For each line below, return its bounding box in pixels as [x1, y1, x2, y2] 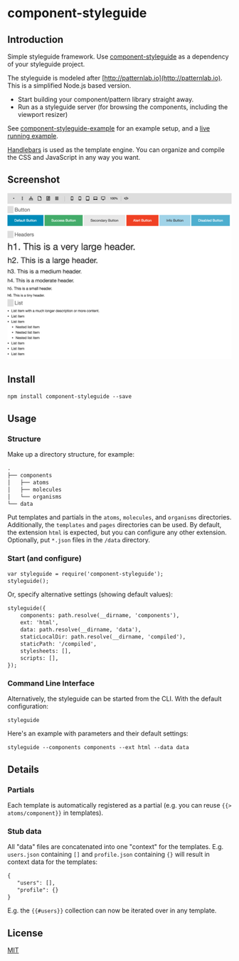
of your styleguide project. [7, 60, 85, 68]
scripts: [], [20, 655, 59, 662]
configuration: [7, 702, 48, 711]
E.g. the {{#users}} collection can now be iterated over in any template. [7, 906, 217, 915]
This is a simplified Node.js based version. [7, 81, 132, 90]
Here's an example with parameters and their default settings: [7, 729, 188, 738]
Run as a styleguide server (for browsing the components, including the [17, 103, 228, 111]
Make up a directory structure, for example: [7, 449, 135, 458]
